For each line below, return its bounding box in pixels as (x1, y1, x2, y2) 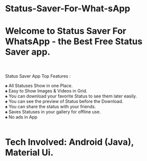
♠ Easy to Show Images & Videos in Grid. (5, 88, 88, 94)
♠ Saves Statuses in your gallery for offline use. (5, 109, 101, 115)
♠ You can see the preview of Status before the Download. (5, 98, 123, 104)
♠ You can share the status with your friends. (5, 104, 96, 110)
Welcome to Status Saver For (5, 26, 127, 37)
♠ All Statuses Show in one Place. (5, 83, 73, 89)
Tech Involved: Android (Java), (5, 136, 134, 148)
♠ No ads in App (5, 114, 38, 120)
